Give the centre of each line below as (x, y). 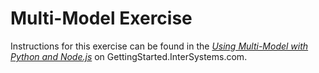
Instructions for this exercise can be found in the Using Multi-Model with (159, 46)
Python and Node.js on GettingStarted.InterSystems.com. (129, 56)
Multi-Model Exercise (101, 18)
